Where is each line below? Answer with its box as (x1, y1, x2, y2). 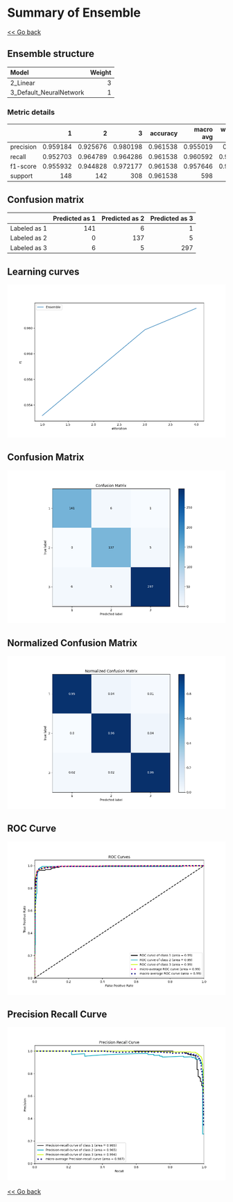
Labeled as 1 (10, 224, 47, 233)
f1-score (10, 162, 37, 170)
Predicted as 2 (101, 214, 145, 222)
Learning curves (7, 265, 80, 277)
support (10, 172, 33, 180)
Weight (89, 68, 112, 77)
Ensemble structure (7, 48, 95, 60)
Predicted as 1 (53, 214, 96, 222)
